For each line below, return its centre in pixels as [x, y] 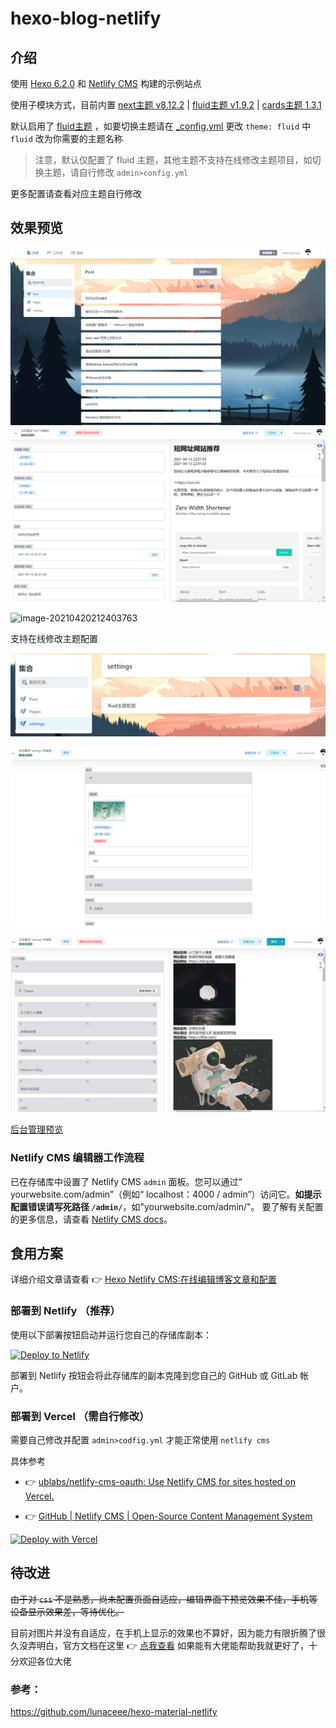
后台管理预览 [36, 1129]
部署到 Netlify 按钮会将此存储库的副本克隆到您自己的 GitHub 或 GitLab [154, 1375]
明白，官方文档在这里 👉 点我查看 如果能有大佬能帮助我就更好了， [172, 1645]
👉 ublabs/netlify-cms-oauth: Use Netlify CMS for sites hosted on [160, 1481]
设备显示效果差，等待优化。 [67, 1611]
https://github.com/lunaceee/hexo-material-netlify [114, 1712]
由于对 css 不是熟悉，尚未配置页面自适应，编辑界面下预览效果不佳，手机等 [164, 1599]
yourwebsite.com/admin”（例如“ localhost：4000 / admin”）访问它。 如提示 [166, 1194]
